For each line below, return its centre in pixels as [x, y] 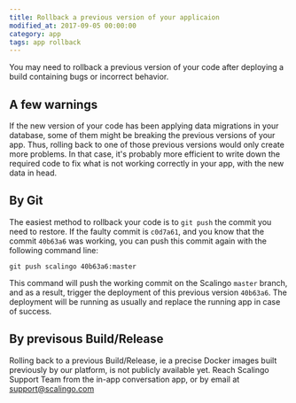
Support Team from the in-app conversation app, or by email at [125, 379]
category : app [35, 34]
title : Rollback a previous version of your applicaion [114, 17]
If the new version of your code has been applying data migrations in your [144, 126]
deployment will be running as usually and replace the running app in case [145, 301]
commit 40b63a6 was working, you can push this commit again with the [138, 241]
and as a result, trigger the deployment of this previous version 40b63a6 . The [148, 292]
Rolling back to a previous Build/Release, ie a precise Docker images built [143, 360]
